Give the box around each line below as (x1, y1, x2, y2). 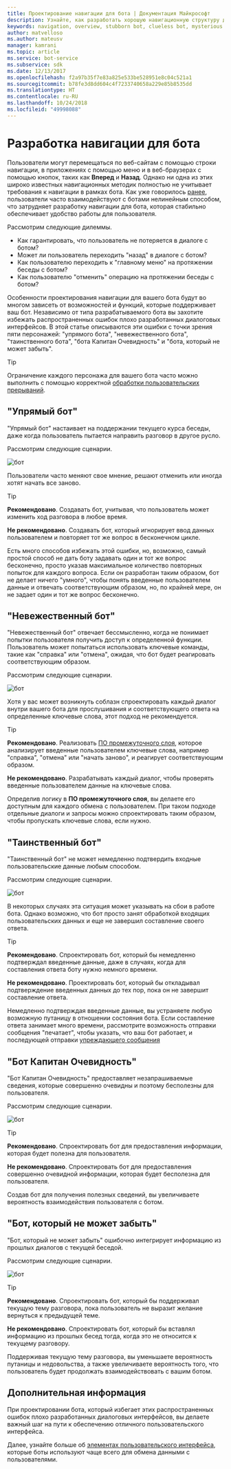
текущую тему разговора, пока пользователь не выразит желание (7, 1304, 203, 1312)
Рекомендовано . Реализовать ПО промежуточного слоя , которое (7, 739, 203, 747)
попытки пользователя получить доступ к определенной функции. (7, 635, 203, 644)
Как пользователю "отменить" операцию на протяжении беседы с (16, 272, 214, 281)
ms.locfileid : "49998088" (7, 106, 81, 113)
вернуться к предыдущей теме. (7, 1311, 100, 1319)
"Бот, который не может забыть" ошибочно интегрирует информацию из (7, 1236, 221, 1244)
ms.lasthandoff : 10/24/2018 (7, 100, 88, 107)
